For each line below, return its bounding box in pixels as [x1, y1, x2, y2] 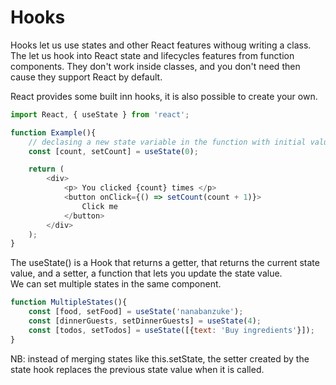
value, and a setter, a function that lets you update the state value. [10, 267, 283, 280]
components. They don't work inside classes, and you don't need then [10, 60, 301, 72]
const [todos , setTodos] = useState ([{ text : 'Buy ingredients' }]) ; [28, 325, 315, 335]
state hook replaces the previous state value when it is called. [10, 363, 265, 375]
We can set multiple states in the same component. [10, 278, 222, 290]
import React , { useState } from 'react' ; [10, 109, 190, 120]
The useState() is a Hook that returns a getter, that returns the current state [10, 257, 320, 269]
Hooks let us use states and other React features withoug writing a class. [10, 39, 312, 51]
